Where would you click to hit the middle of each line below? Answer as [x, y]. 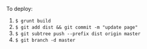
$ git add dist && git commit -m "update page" [76, 27]
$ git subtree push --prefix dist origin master [78, 34]
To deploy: [19, 9]
